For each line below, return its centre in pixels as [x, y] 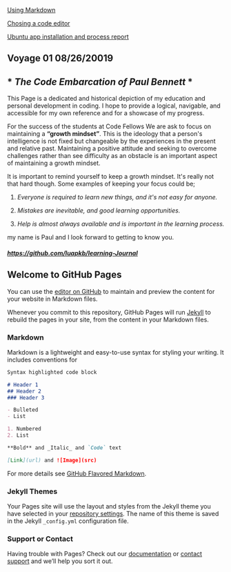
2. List [18, 435]
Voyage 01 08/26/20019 [60, 58]
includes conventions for [42, 359]
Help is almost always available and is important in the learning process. [121, 224]
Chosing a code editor [39, 23]
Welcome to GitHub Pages [64, 275]
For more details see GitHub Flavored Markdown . [77, 473]
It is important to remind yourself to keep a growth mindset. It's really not [111, 177]
